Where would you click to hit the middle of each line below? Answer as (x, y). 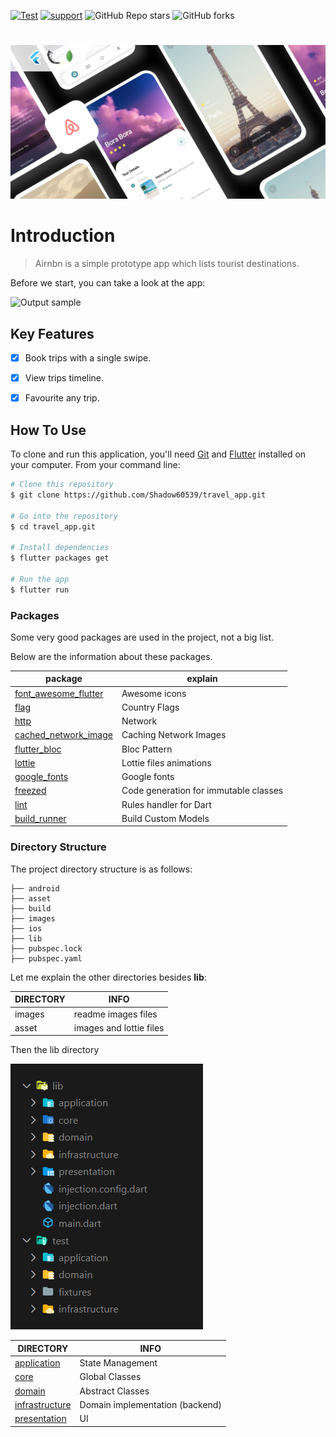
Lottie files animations (166, 762)
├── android (35, 888)
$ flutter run (40, 590)
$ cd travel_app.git (53, 526)
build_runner (40, 818)
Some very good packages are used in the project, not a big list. (142, 637)
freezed (30, 791)
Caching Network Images (174, 735)
